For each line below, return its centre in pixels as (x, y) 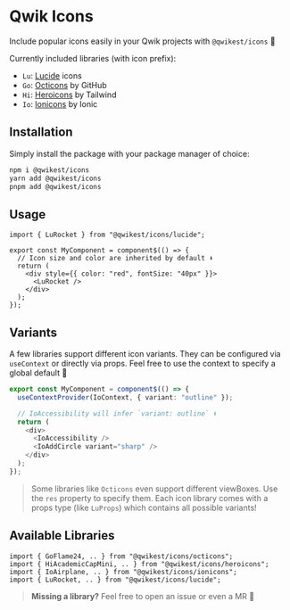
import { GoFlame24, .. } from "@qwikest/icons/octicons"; (121, 556)
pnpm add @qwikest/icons (55, 186)
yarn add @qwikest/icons (55, 178)
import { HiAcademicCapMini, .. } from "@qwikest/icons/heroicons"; (139, 564)
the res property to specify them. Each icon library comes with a (149, 498)
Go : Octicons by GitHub (64, 85)
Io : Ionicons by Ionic (60, 103)
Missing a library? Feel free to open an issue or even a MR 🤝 (143, 596)
